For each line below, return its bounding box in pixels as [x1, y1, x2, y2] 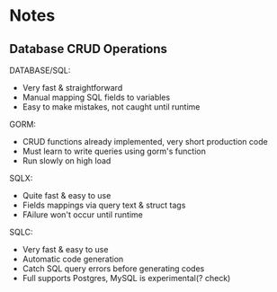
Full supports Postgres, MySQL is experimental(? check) [22, 273, 231, 283]
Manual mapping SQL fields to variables [22, 92, 171, 102]
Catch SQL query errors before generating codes [22, 263, 205, 274]
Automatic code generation [22, 253, 124, 264]
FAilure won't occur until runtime [22, 209, 144, 220]
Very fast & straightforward [22, 83, 123, 93]
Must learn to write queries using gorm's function [22, 146, 207, 156]
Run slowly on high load [22, 155, 112, 166]
